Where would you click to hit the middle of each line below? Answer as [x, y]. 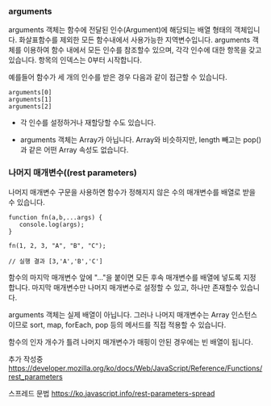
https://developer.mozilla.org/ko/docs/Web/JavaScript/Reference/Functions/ [135, 368]
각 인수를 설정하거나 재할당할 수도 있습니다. [88, 123]
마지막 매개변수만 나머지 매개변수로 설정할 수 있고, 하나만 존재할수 [135, 287]
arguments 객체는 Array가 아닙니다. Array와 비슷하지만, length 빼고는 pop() [141, 140]
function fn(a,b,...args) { [56, 217]
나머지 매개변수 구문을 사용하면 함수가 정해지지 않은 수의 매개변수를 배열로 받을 [132, 192]
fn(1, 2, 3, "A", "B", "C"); [57, 245]
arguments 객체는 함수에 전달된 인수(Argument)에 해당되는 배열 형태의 [120, 30]
